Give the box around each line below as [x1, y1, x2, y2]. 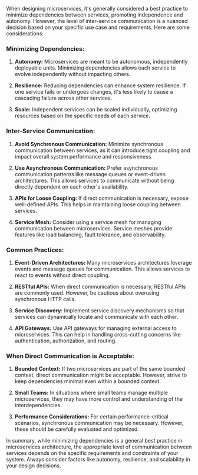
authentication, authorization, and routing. [14, 337, 117, 344]
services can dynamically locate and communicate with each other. [14, 313, 179, 320]
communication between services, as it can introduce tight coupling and [14, 147, 190, 154]
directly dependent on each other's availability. [14, 183, 129, 190]
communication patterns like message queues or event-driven [14, 170, 166, 177]
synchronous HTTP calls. [14, 295, 76, 302]
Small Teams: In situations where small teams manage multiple [14, 389, 168, 397]
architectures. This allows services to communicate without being [14, 177, 174, 184]
